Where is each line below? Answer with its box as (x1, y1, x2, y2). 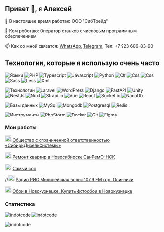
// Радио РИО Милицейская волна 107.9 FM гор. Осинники (5, 176, 134, 182)
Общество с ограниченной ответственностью (12, 137, 110, 143)
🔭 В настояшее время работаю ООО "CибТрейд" (5, 18, 108, 24)
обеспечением (5, 33, 37, 39)
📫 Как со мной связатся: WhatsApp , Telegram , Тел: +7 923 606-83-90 (5, 43, 154, 49)
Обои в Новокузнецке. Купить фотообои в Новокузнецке (12, 188, 132, 194)
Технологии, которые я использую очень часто (5, 59, 160, 67)
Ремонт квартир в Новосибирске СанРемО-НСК (12, 154, 115, 160)
